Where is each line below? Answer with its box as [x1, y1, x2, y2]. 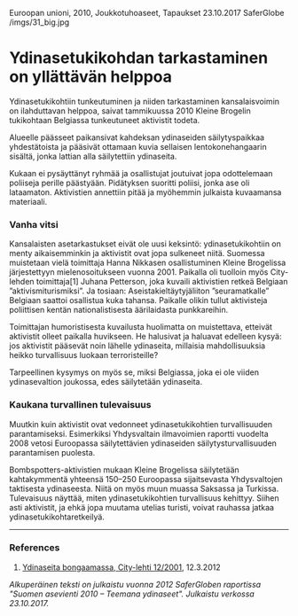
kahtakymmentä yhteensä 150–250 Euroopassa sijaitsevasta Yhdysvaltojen [9, 473, 284, 484]
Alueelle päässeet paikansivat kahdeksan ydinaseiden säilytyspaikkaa [9, 132, 264, 143]
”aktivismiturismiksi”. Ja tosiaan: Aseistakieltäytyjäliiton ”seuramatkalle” [9, 285, 270, 296]
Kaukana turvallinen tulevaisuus [9, 399, 152, 411]
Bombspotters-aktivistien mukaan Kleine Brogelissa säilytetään [9, 464, 239, 475]
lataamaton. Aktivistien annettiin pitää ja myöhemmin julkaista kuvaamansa [9, 186, 282, 198]
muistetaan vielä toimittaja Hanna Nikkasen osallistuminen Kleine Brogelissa [9, 257, 286, 269]
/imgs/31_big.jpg [9, 17, 70, 27]
